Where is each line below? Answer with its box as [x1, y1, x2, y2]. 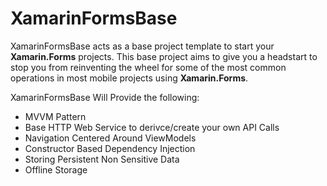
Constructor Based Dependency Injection [24, 142, 196, 154]
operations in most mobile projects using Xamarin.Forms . [10, 72, 249, 84]
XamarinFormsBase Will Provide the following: [10, 91, 200, 103]
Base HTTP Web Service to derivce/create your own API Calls [24, 121, 280, 133]
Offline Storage [24, 163, 88, 176]
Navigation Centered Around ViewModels [24, 132, 197, 144]
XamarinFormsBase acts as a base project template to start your [10, 40, 275, 52]
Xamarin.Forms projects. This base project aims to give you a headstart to [10, 50, 318, 62]
